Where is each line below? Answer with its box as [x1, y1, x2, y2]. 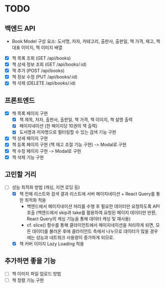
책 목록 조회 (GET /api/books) [11, 55, 71, 61]
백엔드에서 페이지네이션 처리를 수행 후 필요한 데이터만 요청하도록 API [26, 203, 160, 209]
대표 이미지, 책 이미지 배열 [11, 44, 63, 50]
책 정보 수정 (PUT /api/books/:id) [11, 74, 78, 80]
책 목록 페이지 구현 [11, 110, 48, 116]
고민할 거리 [4, 170, 37, 179]
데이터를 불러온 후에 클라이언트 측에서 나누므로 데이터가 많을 [32, 228, 149, 234]
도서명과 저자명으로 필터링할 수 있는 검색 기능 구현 [19, 129, 116, 135]
